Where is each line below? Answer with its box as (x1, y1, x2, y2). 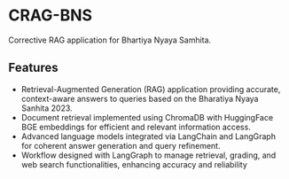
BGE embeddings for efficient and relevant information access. (20, 121, 252, 132)
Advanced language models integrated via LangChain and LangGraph (20, 130, 277, 142)
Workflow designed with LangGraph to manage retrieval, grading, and (20, 150, 277, 160)
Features (8, 60, 59, 75)
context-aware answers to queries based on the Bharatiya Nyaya (20, 93, 259, 104)
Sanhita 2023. (20, 103, 73, 113)
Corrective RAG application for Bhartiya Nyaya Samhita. (8, 35, 212, 45)
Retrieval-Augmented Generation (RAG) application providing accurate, (20, 83, 281, 94)
